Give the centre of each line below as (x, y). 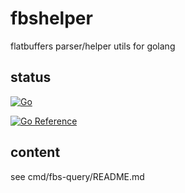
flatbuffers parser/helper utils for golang (93, 46)
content (35, 152)
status (31, 77)
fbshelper (51, 18)
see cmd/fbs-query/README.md (77, 176)
